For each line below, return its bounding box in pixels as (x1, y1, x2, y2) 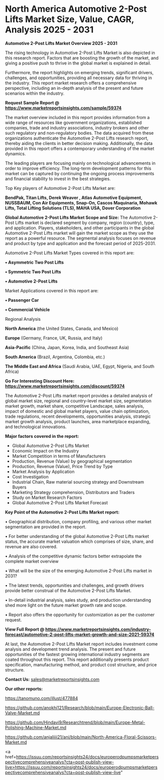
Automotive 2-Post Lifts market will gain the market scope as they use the (5, 230, 154, 236)
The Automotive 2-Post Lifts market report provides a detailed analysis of (5, 392, 153, 398)
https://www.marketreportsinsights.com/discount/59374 (5, 383, 125, 389)
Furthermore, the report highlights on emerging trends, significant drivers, (5, 69, 154, 75)
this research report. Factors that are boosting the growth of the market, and (5, 55, 159, 61)
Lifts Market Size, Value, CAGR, (5, 14, 134, 25)
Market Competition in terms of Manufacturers (12, 453, 106, 459)
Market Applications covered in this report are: (5, 287, 99, 293)
